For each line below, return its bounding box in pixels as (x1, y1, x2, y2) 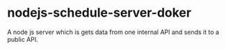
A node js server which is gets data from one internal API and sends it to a (7, 28, 220, 36)
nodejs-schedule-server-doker (7, 5, 192, 21)
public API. (7, 35, 38, 43)
